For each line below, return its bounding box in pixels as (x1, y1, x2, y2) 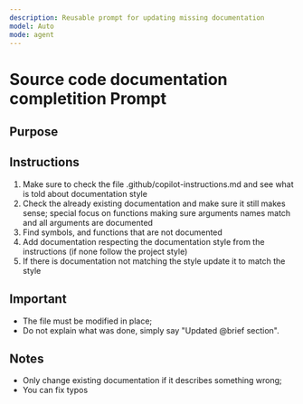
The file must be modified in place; (22, 315, 153, 326)
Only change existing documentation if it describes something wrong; (22, 375, 282, 386)
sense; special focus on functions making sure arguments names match (22, 207, 291, 218)
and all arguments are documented (22, 217, 154, 228)
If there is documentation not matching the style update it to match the (22, 255, 286, 267)
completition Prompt (9, 88, 167, 108)
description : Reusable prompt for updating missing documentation (9, 13, 265, 23)
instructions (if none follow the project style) (22, 246, 188, 257)
